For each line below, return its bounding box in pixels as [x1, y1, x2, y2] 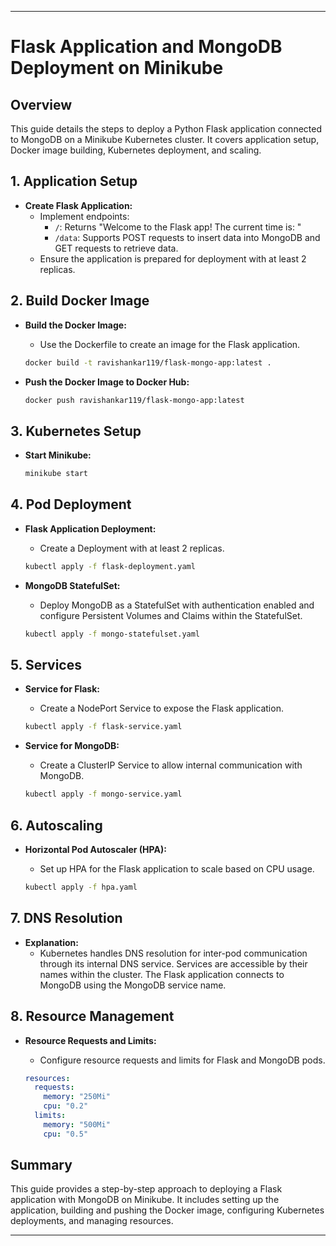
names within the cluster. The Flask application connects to [39, 968, 285, 980]
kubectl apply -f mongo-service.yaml [24, 789, 183, 800]
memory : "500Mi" [43, 1119, 111, 1130]
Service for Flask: [24, 683, 100, 695]
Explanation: [24, 936, 79, 948]
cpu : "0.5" [43, 1129, 89, 1139]
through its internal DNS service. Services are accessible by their [39, 957, 308, 970]
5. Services [10, 657, 82, 674]
